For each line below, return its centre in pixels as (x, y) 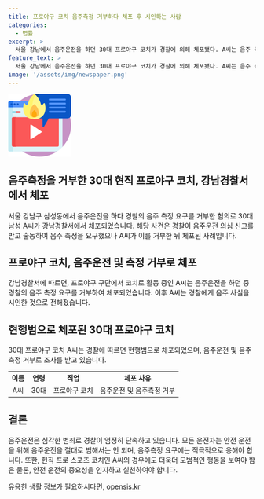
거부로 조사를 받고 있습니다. (65, 360)
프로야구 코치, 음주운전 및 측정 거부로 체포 (103, 262)
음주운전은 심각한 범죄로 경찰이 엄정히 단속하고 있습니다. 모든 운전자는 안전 (123, 440)
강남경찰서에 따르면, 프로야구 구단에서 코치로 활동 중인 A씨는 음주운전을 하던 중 (129, 283)
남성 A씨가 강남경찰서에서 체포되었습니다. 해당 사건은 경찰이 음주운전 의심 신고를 (131, 226)
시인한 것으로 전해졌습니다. (49, 303)
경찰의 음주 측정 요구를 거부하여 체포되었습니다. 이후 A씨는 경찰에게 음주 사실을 (129, 293)
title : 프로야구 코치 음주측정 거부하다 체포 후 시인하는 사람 (95, 17)
